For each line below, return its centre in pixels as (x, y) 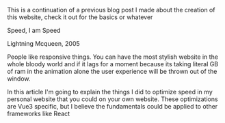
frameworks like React (39, 113)
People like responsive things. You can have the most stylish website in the (113, 57)
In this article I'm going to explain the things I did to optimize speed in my (110, 92)
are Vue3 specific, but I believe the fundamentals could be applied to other (112, 106)
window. (19, 79)
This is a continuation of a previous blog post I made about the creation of (111, 10)
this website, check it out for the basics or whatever (80, 17)
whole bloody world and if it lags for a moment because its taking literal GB (113, 64)
